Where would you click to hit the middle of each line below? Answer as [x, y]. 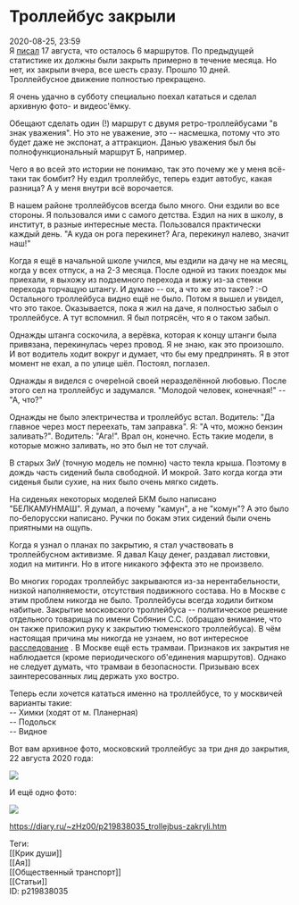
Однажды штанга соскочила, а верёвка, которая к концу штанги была [143, 335]
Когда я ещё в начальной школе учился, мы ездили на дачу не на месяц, [149, 260]
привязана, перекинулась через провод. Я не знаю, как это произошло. [147, 344]
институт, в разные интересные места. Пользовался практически [135, 224]
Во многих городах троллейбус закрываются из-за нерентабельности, [145, 581]
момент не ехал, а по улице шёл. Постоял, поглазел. [110, 363]
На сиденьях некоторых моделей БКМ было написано [113, 499]
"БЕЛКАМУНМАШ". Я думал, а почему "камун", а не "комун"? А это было [149, 508]
